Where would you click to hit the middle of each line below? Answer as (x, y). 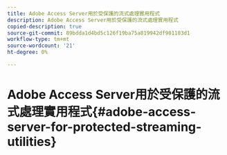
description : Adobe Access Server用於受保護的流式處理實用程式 (93, 20)
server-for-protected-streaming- (105, 127)
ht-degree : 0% (28, 53)
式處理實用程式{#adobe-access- (102, 112)
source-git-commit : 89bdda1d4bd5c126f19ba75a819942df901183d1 (99, 33)
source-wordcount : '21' (42, 46)
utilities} (32, 142)
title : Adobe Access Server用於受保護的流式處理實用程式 (84, 13)
